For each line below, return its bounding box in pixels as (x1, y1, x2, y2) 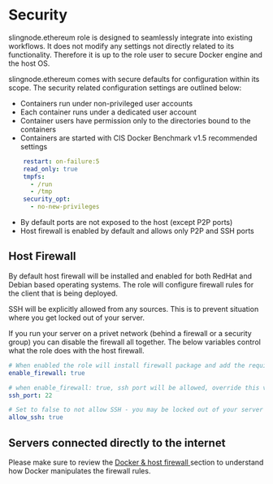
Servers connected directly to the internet (8, 436, 226, 450)
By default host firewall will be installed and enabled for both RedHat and (8, 270, 253, 281)
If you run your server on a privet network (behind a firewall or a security (8, 328, 252, 338)
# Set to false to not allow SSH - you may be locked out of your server (8, 406, 264, 414)
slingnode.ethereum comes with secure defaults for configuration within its (8, 74, 260, 84)
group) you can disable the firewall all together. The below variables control (8, 337, 262, 347)
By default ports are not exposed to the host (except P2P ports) (19, 218, 233, 227)
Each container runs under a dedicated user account (19, 107, 197, 117)
